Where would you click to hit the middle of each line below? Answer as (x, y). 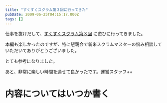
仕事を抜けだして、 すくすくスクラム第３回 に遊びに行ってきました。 (75, 34)
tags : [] (14, 19)
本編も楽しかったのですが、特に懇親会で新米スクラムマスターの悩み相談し (82, 44)
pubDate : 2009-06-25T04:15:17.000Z (42, 14)
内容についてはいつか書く (57, 94)
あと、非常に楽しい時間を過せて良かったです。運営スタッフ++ (69, 72)
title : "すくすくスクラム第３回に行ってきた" (47, 10)
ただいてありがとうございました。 (44, 51)
